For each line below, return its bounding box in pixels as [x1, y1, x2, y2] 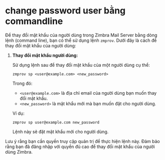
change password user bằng [5, 5, 126, 16]
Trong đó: [12, 80, 33, 86]
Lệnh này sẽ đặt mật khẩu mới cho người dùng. [12, 129, 109, 135]
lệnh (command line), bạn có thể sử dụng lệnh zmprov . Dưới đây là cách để [5, 37, 157, 43]
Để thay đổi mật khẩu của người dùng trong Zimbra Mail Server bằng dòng [5, 32, 158, 38]
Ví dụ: [12, 110, 25, 116]
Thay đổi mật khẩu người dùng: [12, 52, 78, 58]
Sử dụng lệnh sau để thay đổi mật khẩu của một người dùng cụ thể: [12, 62, 150, 68]
